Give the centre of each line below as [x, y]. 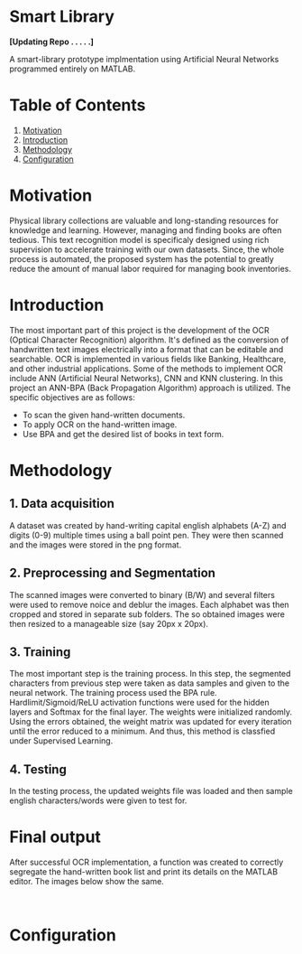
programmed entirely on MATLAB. [73, 69]
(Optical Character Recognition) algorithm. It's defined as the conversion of [149, 340]
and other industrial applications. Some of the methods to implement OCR [146, 369]
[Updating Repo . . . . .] [52, 42]
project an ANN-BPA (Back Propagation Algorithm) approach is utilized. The [150, 388]
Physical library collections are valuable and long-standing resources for [144, 220]
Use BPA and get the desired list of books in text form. [123, 434]
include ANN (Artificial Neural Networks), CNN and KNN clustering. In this [146, 378]
